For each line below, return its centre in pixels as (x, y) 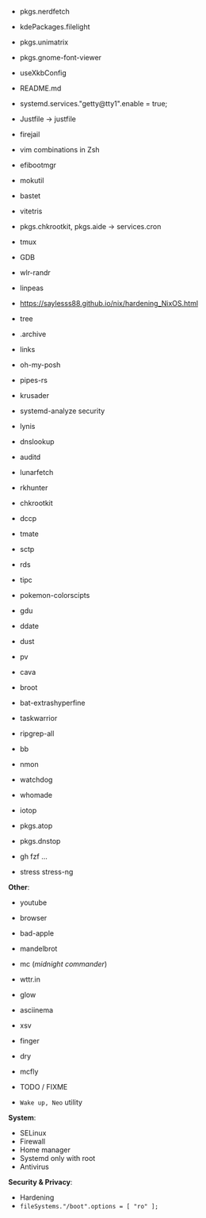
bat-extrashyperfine (52, 703)
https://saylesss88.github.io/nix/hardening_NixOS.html (109, 303)
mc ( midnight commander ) (63, 964)
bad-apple (36, 933)
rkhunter (34, 488)
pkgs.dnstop (40, 841)
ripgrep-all (37, 733)
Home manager (45, 1150)
